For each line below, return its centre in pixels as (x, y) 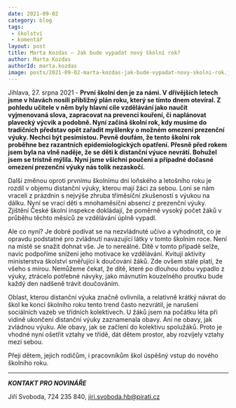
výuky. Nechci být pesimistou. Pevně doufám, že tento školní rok (104, 137)
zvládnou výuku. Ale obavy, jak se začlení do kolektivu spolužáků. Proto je (115, 327)
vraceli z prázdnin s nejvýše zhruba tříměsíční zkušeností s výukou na (109, 195)
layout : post (27, 46)
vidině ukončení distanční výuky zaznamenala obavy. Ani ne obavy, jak (110, 319)
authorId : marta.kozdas (43, 66)
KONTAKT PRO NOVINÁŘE (47, 383)
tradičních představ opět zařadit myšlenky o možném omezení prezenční (116, 130)
